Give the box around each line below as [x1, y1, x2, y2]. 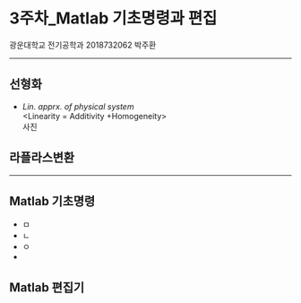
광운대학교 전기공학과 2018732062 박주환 [9, 39, 157, 50]
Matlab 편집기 [9, 280, 85, 295]
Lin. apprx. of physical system [21, 100, 134, 112]
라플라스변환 [9, 150, 74, 166]
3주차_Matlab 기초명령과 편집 [9, 8, 218, 29]
